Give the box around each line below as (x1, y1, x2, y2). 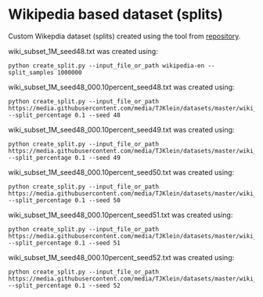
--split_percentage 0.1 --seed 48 (8, 111, 121, 119)
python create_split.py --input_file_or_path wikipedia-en (8, 61, 205, 70)
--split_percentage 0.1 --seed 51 (8, 239, 121, 247)
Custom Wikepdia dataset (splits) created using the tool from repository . (8, 31, 241, 41)
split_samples (8, 68, 55, 76)
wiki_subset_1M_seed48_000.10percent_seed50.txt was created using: (8, 167, 235, 177)
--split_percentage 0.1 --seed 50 (8, 196, 121, 205)
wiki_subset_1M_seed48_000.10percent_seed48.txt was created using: (8, 82, 235, 92)
